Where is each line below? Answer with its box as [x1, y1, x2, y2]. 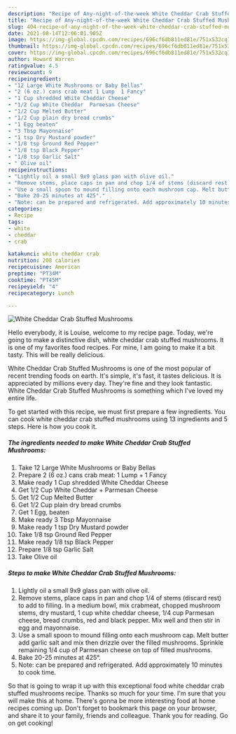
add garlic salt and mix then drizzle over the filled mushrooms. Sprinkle [18, 638, 223, 647]
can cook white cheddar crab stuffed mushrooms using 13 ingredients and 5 [8, 415, 228, 423]
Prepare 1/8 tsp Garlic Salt [18, 545, 94, 553]
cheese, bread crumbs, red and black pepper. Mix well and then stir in [18, 616, 220, 625]
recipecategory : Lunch [8, 290, 74, 297]
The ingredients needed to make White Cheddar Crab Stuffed [8, 438, 191, 446]
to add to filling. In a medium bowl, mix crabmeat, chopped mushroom [18, 601, 221, 609]
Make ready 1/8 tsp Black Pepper [18, 538, 114, 546]
